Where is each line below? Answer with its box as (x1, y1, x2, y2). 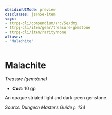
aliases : (5, 35, 23, 39)
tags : (5, 16, 16, 21)
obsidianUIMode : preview (5, 7, 56, 12)
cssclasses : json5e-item (5, 12, 56, 17)
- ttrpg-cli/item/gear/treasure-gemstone (5, 25, 91, 30)
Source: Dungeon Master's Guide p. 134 (5, 104, 86, 110)
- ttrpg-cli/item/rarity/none (5, 30, 67, 35)
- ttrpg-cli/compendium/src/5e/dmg (5, 20, 77, 26)
